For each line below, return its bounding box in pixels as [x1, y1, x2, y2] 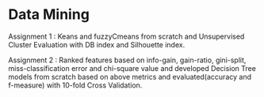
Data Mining [8, 6, 90, 24]
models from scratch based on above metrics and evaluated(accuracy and [8, 72, 252, 81]
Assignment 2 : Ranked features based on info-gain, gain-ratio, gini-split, [8, 55, 247, 65]
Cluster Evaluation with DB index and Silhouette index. [8, 39, 186, 49]
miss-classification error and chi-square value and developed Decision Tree [8, 63, 256, 73]
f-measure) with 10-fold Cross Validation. [8, 80, 143, 90]
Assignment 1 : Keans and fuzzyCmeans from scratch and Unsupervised [8, 32, 245, 41]
